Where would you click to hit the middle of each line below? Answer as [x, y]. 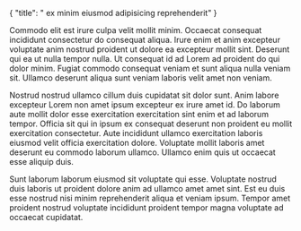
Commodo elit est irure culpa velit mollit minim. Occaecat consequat [136, 30]
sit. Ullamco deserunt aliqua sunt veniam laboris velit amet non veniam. [141, 78]
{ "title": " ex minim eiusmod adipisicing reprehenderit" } [113, 13]
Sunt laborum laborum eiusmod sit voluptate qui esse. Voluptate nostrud [143, 179]
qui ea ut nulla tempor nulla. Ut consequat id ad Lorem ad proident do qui [145, 59]
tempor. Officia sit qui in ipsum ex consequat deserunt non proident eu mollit [151, 124]
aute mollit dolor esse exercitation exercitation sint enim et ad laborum [139, 114]
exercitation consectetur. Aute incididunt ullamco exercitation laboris [136, 133]
